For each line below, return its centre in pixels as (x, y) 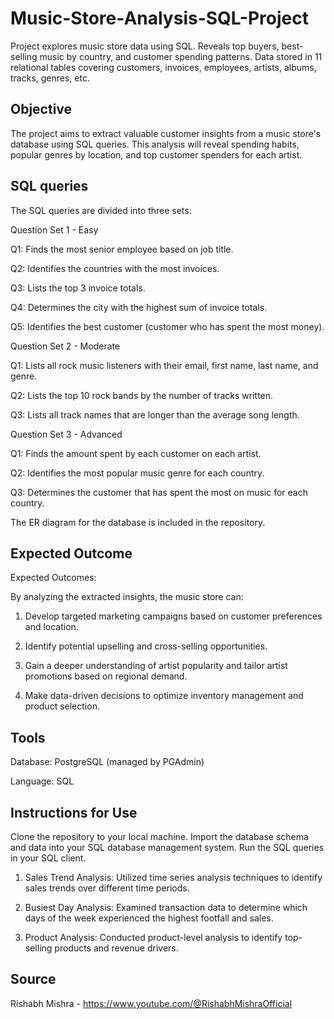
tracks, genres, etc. (50, 78)
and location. (51, 627)
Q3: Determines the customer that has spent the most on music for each (159, 492)
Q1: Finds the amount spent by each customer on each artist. (136, 453)
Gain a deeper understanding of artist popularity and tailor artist (156, 666)
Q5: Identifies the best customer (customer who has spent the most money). (167, 326)
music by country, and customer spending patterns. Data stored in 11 (181, 56)
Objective (41, 109)
